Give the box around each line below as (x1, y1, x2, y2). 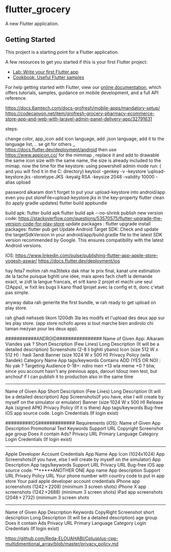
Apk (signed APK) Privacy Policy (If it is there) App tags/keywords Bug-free (5, 404, 163, 410)
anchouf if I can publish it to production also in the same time (5, 373, 134, 380)
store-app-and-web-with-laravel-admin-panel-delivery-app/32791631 (5, 116, 153, 122)
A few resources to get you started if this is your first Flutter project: (5, 59, 148, 65)
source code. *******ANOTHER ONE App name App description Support (5, 467, 160, 473)
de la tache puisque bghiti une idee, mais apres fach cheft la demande (5, 273, 153, 279)
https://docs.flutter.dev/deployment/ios (38, 257, 121, 264)
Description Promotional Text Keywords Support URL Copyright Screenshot (5, 425, 164, 431)
